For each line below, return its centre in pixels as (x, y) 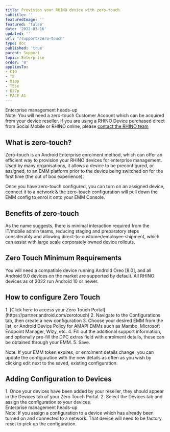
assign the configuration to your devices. (48, 402)
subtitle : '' (19, 15)
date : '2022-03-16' (26, 29)
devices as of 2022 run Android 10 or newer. (52, 281)
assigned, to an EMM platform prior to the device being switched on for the (84, 171)
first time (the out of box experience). (45, 176)
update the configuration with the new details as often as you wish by (78, 357)
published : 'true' (25, 48)
